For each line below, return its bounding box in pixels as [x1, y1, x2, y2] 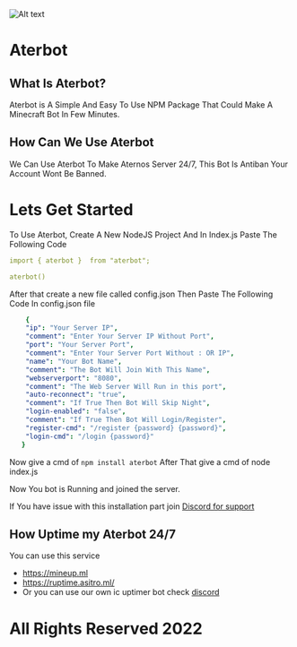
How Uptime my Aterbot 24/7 [9, 526, 177, 541]
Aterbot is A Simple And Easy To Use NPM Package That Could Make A [9, 99, 274, 110]
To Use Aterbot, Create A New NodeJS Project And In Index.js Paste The [9, 229, 278, 240]
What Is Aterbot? [9, 75, 106, 91]
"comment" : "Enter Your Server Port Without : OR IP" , [25, 349, 235, 358]
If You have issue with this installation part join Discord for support [9, 501, 255, 512]
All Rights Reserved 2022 [9, 618, 204, 639]
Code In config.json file [9, 298, 96, 308]
